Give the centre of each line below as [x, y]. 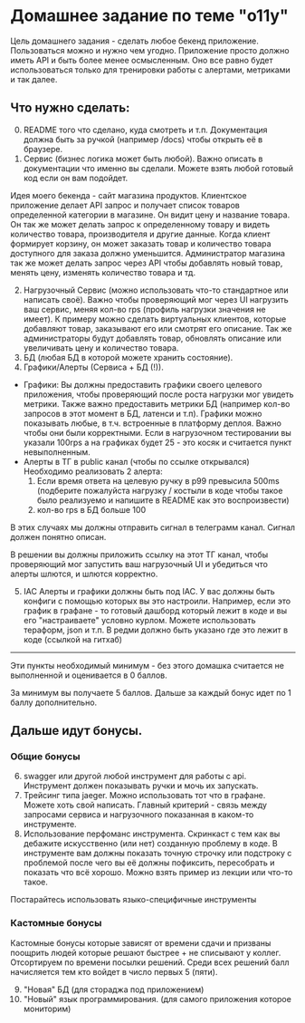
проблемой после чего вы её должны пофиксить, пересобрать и [149, 863]
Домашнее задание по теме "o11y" [149, 16]
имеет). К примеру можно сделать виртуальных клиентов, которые [155, 319]
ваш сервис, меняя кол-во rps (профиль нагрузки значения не [144, 309]
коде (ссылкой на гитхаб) [73, 639]
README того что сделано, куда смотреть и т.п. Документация [145, 130]
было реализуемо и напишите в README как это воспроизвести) [163, 500]
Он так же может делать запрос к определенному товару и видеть [140, 224]
